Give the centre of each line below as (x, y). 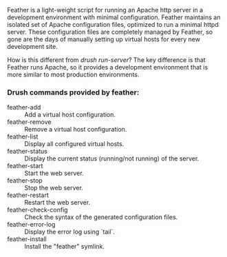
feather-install (27, 239)
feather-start (25, 166)
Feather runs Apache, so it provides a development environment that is (108, 67)
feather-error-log (31, 225)
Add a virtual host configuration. (70, 115)
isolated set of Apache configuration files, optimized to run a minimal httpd (113, 24)
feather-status (28, 152)
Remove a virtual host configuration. (76, 130)
